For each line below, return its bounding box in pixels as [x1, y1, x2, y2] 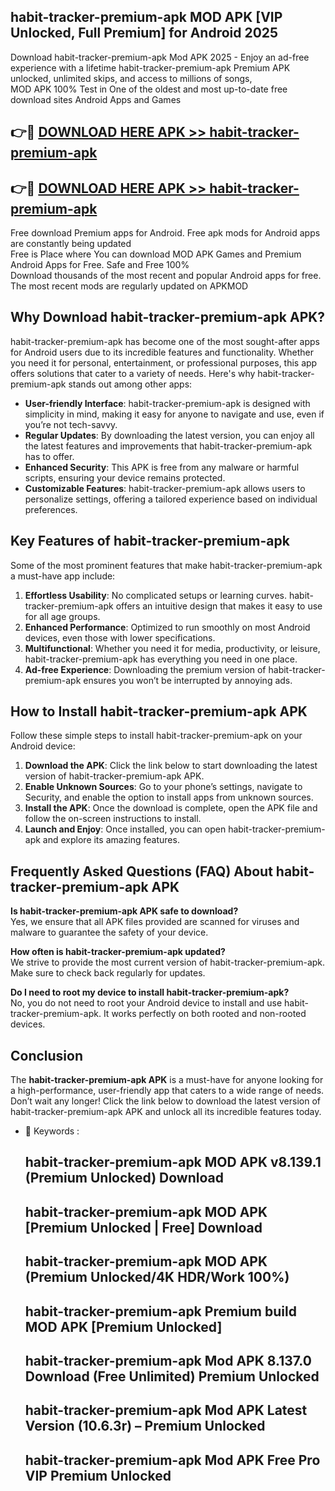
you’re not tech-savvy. [24, 418, 118, 430]
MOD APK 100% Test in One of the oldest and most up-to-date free [10, 83, 288, 95]
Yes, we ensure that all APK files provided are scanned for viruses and [10, 916, 300, 928]
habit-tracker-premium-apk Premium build [24, 1303, 297, 1320]
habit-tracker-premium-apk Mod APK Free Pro [24, 1451, 321, 1469]
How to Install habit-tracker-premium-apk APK [10, 703, 308, 720]
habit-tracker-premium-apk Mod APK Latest [24, 1402, 308, 1419]
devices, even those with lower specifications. [24, 631, 216, 644]
